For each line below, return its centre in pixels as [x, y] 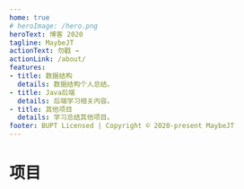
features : [28, 68]
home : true [30, 17]
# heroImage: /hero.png [54, 26]
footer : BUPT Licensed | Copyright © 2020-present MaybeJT [122, 126]
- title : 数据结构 [41, 76]
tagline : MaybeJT [42, 43]
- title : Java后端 [42, 92]
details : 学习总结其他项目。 [65, 117]
